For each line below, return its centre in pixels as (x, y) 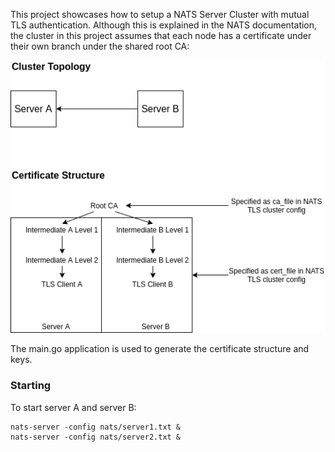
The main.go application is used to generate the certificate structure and (160, 349)
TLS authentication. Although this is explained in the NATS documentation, (164, 25)
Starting (31, 386)
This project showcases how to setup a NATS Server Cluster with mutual (160, 14)
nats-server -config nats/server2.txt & (96, 437)
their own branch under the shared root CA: (100, 46)
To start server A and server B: (73, 407)
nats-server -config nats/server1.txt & (96, 427)
